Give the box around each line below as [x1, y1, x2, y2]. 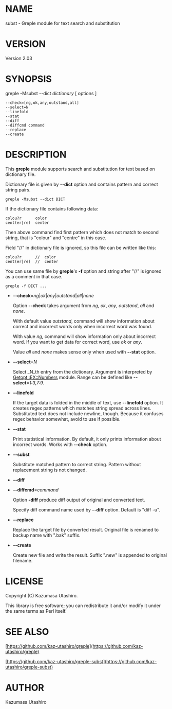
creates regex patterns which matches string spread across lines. [12, 405, 151, 411]
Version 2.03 [5, 55, 32, 61]
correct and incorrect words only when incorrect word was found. [12, 323, 152, 329]
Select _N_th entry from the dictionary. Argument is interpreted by [12, 368, 152, 375]
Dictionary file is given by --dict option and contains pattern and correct [5, 181, 158, 187]
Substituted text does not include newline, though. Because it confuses [12, 410, 164, 417]
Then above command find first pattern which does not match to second [5, 229, 159, 235]
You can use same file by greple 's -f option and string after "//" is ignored [5, 268, 162, 274]
